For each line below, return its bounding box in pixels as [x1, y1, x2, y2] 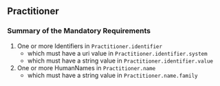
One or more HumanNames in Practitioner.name [16, 63, 156, 72]
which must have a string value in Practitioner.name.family [27, 71, 198, 79]
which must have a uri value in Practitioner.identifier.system [27, 49, 208, 57]
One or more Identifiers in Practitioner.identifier [16, 41, 163, 50]
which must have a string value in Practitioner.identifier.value [27, 56, 214, 65]
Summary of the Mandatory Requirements [7, 26, 151, 36]
